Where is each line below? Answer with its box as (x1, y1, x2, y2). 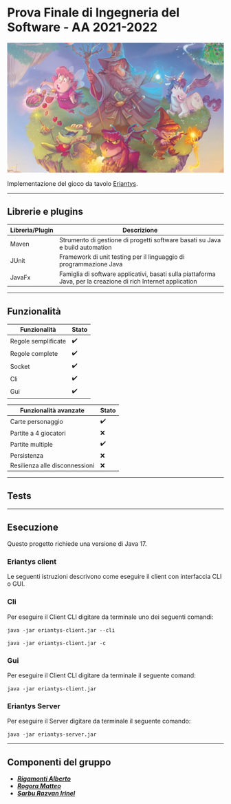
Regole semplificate (10, 337, 67, 346)
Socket (10, 362, 30, 370)
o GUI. (7, 580, 25, 588)
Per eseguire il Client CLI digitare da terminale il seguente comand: (7, 671, 196, 679)
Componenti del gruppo (7, 756, 111, 768)
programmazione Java (59, 260, 123, 268)
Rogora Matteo (16, 782, 62, 790)
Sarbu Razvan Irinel (16, 790, 76, 798)
